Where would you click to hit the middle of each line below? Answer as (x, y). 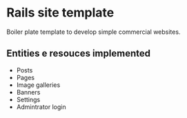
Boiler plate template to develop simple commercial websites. (93, 32)
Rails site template (60, 13)
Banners (28, 92)
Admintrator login (41, 107)
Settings (28, 99)
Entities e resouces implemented (79, 53)
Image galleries (38, 85)
